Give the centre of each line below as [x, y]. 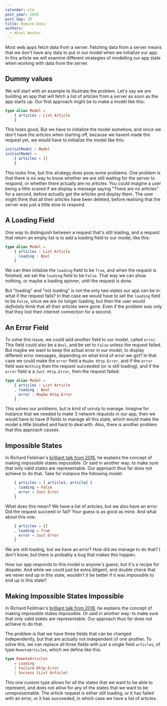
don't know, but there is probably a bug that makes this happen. [71, 555]
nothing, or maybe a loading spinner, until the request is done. [69, 281]
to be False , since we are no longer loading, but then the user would [75, 301]
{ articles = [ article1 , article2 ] [53, 483]
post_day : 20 [19, 19]
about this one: [21, 517]
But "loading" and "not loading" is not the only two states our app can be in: [83, 291]
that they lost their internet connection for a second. [59, 312]
